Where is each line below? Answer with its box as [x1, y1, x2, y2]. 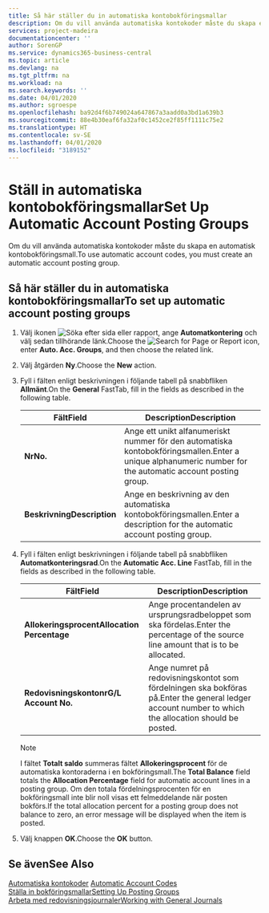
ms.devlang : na [8, 64, 59, 72]
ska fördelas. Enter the [148, 619, 231, 631]
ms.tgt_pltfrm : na [8, 71, 70, 79]
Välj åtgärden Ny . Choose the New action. [19, 360, 157, 370]
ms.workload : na [8, 79, 62, 87]
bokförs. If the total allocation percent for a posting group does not [19, 801, 239, 811]
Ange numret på [148, 663, 210, 674]
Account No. [23, 697, 74, 708]
